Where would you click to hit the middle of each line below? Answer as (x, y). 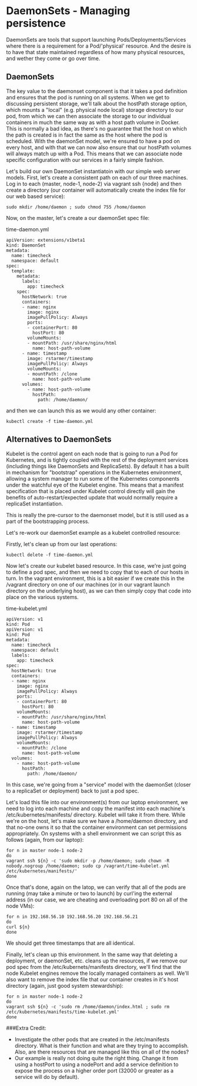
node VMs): (20, 906)
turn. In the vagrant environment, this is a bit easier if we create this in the (95, 578)
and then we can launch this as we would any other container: (81, 411)
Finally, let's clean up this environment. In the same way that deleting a (92, 954)
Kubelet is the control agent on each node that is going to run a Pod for (92, 454)
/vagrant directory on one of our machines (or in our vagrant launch (88, 584)
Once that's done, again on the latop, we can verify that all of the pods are (96, 887)
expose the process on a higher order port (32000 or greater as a (94, 1070)
